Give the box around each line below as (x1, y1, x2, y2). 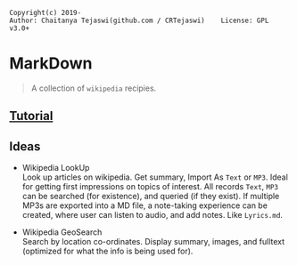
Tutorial (9, 108, 54, 124)
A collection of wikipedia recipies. (30, 83, 157, 93)
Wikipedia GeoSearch (21, 227, 103, 237)
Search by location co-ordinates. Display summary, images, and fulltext (21, 237, 285, 247)
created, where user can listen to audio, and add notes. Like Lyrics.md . (21, 210, 284, 221)
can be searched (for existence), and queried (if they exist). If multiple (21, 191, 280, 202)
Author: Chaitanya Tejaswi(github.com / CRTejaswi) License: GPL (9, 16, 269, 25)
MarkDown (9, 53, 93, 74)
